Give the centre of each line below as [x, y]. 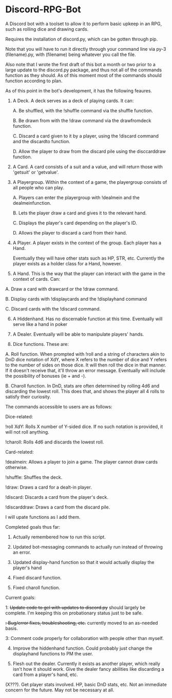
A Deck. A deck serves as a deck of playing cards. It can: [73, 101]
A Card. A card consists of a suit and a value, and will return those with [88, 167]
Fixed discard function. [37, 577]
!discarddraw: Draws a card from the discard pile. [58, 507]
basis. [12, 628]
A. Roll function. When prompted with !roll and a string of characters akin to [85, 354]
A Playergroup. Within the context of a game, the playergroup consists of [90, 182]
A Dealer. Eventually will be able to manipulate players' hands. [78, 334]
